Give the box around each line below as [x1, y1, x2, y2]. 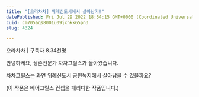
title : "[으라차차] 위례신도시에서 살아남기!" [6, 8, 105, 15]
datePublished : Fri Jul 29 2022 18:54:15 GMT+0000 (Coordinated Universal [6, 14, 195, 20]
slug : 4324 [6, 25, 33, 31]
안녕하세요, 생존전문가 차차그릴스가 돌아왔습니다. [6, 59, 119, 66]
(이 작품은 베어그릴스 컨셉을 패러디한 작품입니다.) [6, 85, 120, 92]
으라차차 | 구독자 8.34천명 [6, 47, 67, 54]
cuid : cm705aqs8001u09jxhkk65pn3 [6, 19, 89, 25]
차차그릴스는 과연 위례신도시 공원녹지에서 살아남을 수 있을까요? [6, 72, 152, 79]
